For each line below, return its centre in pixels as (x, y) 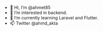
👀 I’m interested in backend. (38, 13)
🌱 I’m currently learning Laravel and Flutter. (54, 18)
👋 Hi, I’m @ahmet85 (30, 8)
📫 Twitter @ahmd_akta (34, 23)
